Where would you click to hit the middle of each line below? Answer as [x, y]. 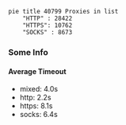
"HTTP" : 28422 [48, 18]
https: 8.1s [36, 106]
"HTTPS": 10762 [48, 25]
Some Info [29, 52]
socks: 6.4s [38, 115]
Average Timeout [37, 71]
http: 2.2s [35, 98]
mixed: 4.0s [38, 89]
